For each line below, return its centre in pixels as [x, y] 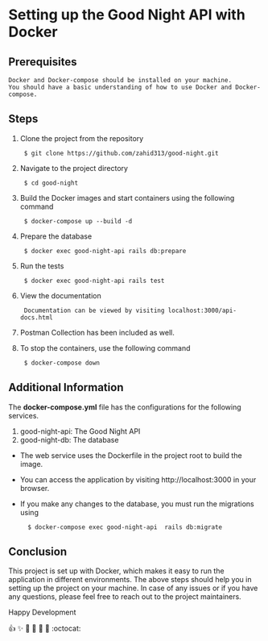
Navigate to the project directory [74, 168]
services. [23, 415]
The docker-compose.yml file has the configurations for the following [125, 407]
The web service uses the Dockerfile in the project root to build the [131, 455]
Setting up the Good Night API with [127, 15]
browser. [35, 488]
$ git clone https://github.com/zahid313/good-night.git [121, 153]
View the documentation [61, 295]
